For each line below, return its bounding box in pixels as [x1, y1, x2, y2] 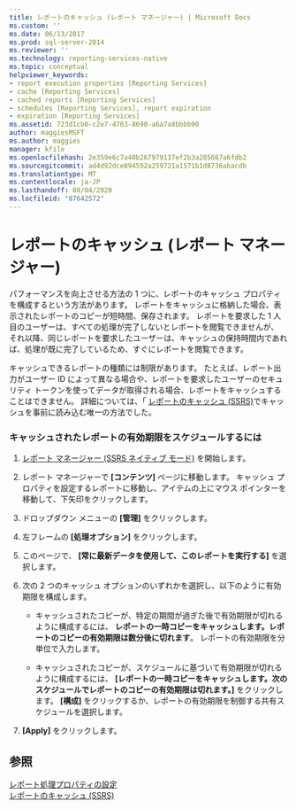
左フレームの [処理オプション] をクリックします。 [21, 532, 202, 542]
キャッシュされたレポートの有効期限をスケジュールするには [9, 431, 262, 443]
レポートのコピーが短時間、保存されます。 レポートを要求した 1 [39, 310, 272, 321]
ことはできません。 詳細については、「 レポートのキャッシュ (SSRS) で [9, 395, 262, 406]
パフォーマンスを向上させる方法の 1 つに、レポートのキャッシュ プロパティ [9, 288, 281, 299]
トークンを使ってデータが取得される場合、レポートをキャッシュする [34, 385, 282, 395]
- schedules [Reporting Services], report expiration [9, 104, 212, 113]
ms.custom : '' [9, 21, 62, 30]
